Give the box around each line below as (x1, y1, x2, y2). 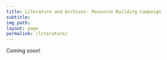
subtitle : (6, 14, 31, 20)
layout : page (6, 25, 39, 31)
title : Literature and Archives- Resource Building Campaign (6, 8, 162, 15)
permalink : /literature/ (6, 31, 68, 37)
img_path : (6, 20, 31, 26)
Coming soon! (6, 47, 41, 54)
